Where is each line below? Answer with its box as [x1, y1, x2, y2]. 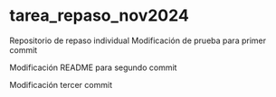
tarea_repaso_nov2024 [9, 5, 190, 26]
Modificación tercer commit [9, 79, 113, 90]
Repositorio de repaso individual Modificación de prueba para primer [9, 35, 267, 46]
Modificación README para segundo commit [9, 62, 177, 73]
